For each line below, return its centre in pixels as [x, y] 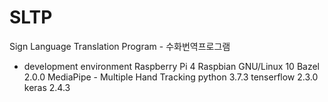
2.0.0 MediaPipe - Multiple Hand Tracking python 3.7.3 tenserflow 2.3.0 [171, 77]
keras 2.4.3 [47, 87]
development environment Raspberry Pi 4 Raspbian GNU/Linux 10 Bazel [171, 66]
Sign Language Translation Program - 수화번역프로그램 [120, 46]
